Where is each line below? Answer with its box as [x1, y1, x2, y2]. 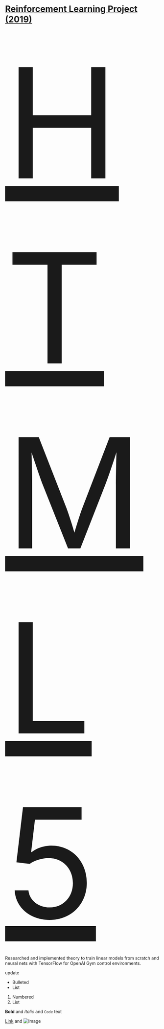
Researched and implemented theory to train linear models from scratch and [5, 955, 159, 961]
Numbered [12, 994, 34, 1000]
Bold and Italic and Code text [5, 1008, 62, 1014]
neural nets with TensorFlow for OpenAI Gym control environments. [5, 960, 141, 966]
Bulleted [12, 979, 29, 985]
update [5, 970, 20, 976]
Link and [5, 1018, 23, 1024]
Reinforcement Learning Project [5, 3, 138, 15]
